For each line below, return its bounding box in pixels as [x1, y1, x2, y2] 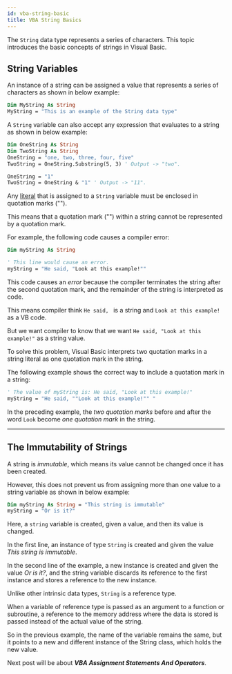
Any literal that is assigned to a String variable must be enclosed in [7, 192, 198, 200]
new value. [7, 646, 39, 654]
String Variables [7, 63, 78, 75]
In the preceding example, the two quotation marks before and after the [7, 408, 212, 416]
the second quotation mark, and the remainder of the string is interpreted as [7, 285, 224, 293]
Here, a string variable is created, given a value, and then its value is [7, 520, 204, 528]
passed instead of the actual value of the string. [7, 617, 144, 626]
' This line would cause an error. [7, 259, 110, 266]
